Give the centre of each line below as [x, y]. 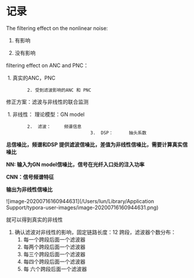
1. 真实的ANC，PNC [31, 78]
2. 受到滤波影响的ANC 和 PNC [59, 90]
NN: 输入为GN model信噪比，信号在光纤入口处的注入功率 [76, 164]
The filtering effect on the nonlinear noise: [57, 28]
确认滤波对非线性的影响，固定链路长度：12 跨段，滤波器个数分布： [95, 232]
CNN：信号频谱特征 [30, 177]
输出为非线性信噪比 [29, 189]
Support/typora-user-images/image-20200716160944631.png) [82, 207]
